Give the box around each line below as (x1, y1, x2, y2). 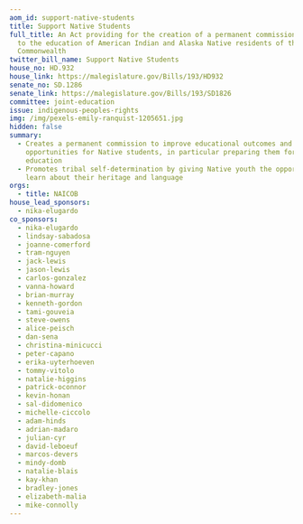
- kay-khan (17, 475, 59, 484)
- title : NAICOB (17, 190, 78, 199)
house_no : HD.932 (9, 64, 75, 73)
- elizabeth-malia (17, 491, 87, 501)
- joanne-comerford (17, 240, 91, 249)
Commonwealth (17, 47, 67, 56)
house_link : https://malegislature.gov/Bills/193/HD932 (9, 72, 224, 81)
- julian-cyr (17, 433, 67, 443)
